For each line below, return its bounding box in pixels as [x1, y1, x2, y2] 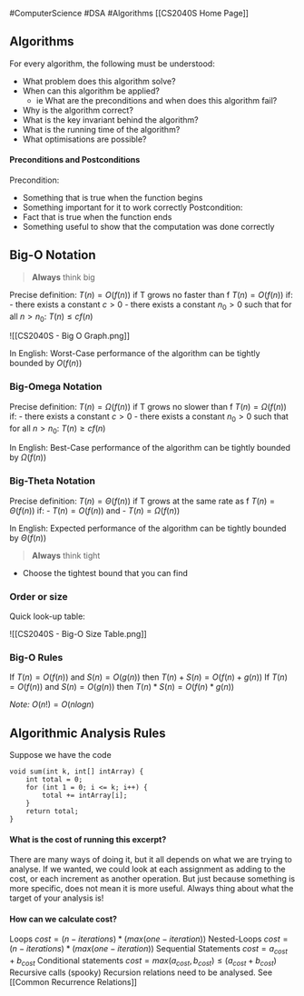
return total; [25, 807, 79, 816]
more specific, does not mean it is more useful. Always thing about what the [9, 883, 294, 894]
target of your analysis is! [9, 892, 104, 903]
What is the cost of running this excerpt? [9, 833, 167, 844]
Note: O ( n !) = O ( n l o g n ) [9, 699, 95, 710]
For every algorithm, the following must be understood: [9, 58, 215, 69]
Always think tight [31, 550, 101, 561]
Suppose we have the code [9, 750, 112, 761]
